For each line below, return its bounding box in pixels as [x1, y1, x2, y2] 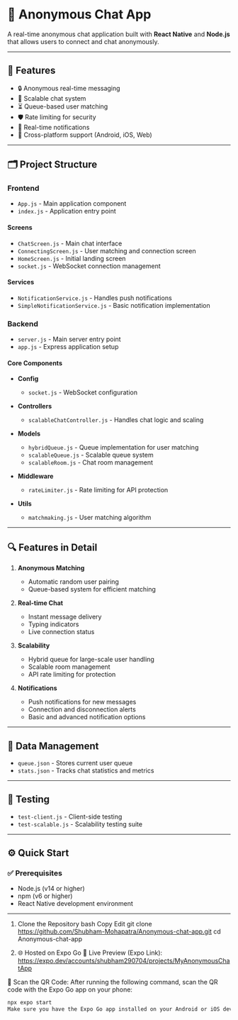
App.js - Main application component [17, 199, 127, 208]
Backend [7, 318, 39, 328]
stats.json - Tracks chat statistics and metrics [17, 766, 154, 775]
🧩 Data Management [7, 740, 99, 752]
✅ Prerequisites [7, 868, 62, 878]
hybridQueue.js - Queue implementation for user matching [28, 443, 199, 452]
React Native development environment [17, 899, 133, 908]
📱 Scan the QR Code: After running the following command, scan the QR [7, 978, 218, 987]
